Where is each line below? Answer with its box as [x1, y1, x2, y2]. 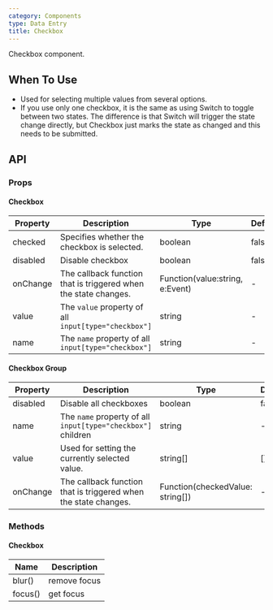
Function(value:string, [159, 273, 244, 284]
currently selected [59, 452, 130, 464]
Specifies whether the [59, 231, 145, 242]
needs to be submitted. [19, 129, 98, 139]
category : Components [8, 11, 82, 20]
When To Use [8, 72, 78, 86]
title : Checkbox [8, 27, 63, 35]
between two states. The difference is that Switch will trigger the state [19, 111, 256, 122]
